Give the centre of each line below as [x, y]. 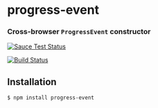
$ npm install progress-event [51, 98]
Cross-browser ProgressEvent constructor [79, 32]
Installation [32, 82]
